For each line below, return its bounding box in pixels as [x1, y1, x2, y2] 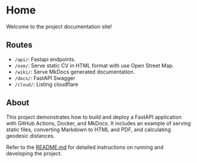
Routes [6, 40, 33, 50]
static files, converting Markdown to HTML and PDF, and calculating [6, 126, 171, 133]
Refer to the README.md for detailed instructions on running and [6, 144, 163, 151]
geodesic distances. [6, 132, 55, 139]
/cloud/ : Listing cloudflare [14, 81, 78, 88]
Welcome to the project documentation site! [6, 23, 112, 30]
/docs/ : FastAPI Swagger [14, 74, 75, 81]
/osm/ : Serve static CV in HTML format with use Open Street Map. [14, 62, 174, 69]
